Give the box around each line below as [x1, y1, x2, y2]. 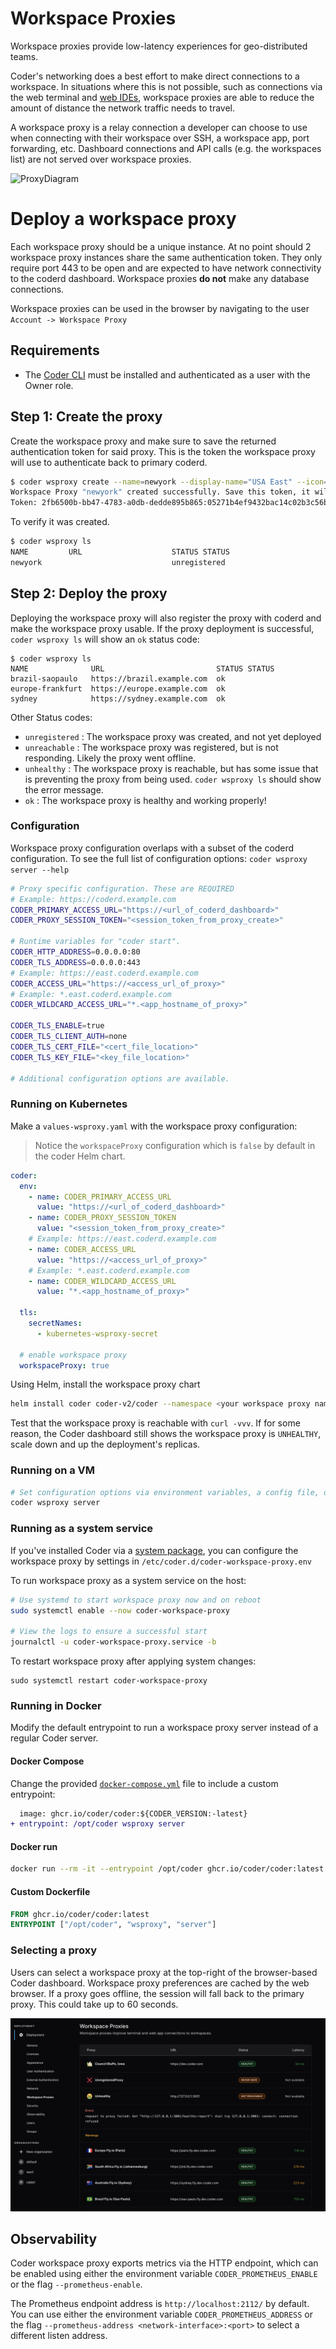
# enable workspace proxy [19, 1350, 128, 1360]
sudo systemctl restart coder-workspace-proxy [10, 1676, 208, 1686]
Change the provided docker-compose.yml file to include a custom [10, 1777, 279, 1789]
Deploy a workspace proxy [10, 208, 237, 231]
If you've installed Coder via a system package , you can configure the [10, 1544, 299, 1556]
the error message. [24, 783, 104, 796]
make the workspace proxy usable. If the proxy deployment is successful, [10, 622, 315, 634]
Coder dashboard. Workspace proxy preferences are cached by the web [10, 1977, 310, 1989]
